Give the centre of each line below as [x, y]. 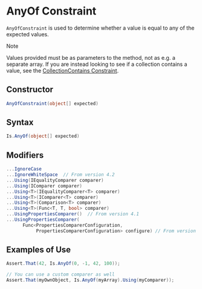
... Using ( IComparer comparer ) [44, 186]
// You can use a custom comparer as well [60, 274]
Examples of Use [39, 250]
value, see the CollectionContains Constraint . [63, 70]
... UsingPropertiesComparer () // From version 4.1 [73, 214]
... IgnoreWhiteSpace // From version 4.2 [60, 175]
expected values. [28, 34]
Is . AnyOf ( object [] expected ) [43, 136]
